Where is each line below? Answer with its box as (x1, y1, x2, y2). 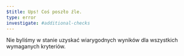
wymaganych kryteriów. (6, 43, 66, 50)
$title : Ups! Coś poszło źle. (6, 8, 83, 15)
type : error (6, 14, 36, 20)
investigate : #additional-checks (6, 20, 90, 26)
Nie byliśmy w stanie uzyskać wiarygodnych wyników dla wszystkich (6, 37, 178, 44)
